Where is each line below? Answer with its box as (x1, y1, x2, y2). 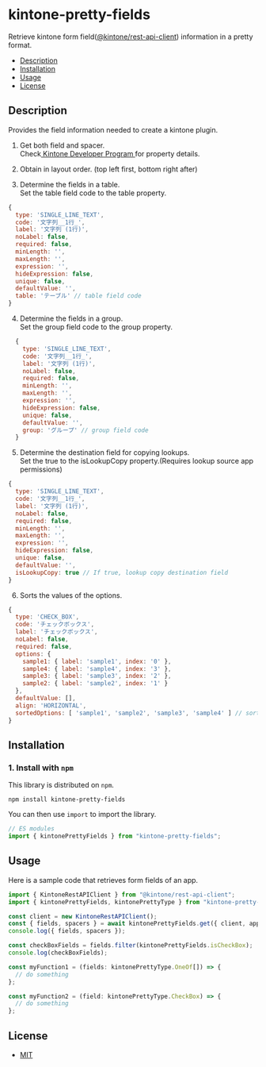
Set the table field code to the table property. (19, 188, 167, 198)
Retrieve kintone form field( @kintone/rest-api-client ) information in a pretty (8, 32, 253, 41)
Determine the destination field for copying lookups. (19, 448, 190, 457)
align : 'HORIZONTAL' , (15, 701, 87, 710)
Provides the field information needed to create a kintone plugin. (8, 125, 218, 134)
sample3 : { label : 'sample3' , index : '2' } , (22, 672, 172, 680)
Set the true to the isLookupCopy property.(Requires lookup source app (19, 456, 254, 466)
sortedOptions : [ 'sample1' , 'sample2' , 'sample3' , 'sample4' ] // (15, 709, 243, 717)
